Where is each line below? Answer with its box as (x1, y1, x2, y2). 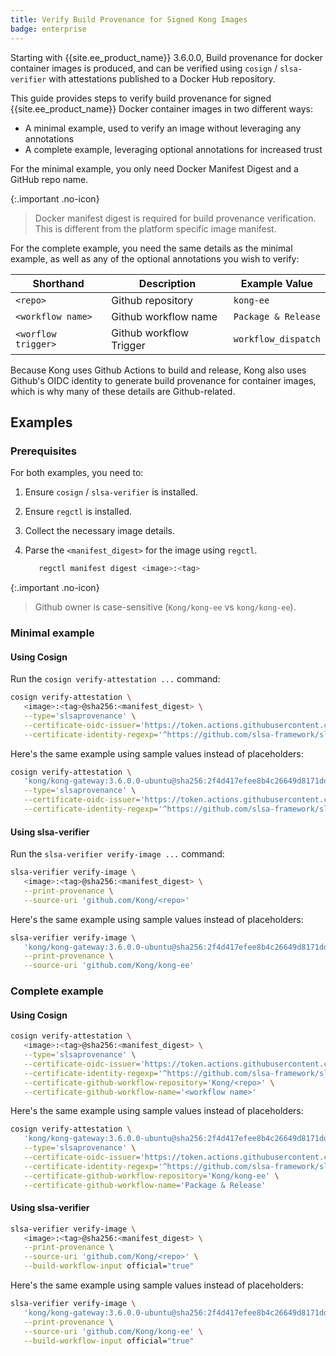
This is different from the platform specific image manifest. (34, 222, 277, 235)
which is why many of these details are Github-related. (10, 385, 236, 397)
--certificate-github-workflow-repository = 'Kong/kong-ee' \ (23, 1171, 280, 1181)
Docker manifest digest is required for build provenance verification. (34, 212, 317, 224)
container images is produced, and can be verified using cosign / (10, 62, 278, 74)
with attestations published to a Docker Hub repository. (48, 72, 276, 85)
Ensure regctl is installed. (24, 506, 133, 518)
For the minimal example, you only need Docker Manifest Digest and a (10, 162, 299, 175)
